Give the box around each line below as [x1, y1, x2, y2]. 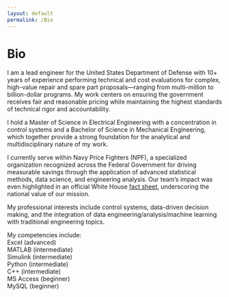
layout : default [7, 10, 53, 17]
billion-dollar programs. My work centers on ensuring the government [7, 91, 204, 99]
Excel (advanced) [7, 238, 57, 247]
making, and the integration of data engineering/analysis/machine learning [7, 211, 217, 219]
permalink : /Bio [7, 16, 53, 23]
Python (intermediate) [7, 260, 69, 268]
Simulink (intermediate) [7, 253, 73, 261]
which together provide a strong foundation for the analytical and [7, 133, 191, 141]
